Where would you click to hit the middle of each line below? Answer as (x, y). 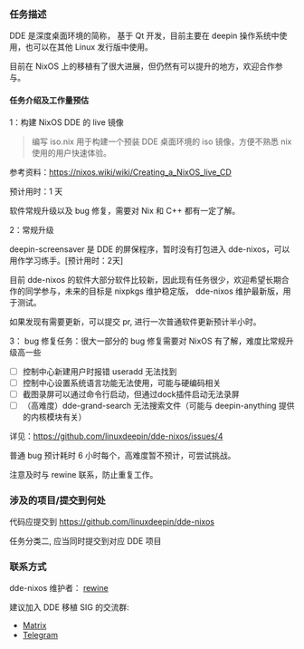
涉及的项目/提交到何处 (57, 500)
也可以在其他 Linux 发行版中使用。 (89, 47)
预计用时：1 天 (36, 191)
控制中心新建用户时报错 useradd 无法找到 (100, 371)
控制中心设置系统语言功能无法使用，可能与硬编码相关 (122, 383)
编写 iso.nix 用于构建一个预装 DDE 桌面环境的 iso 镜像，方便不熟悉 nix (161, 141)
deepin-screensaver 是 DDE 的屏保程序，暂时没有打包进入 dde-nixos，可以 (150, 249)
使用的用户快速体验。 (71, 152)
